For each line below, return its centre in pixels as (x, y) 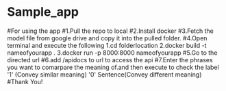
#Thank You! (25, 81)
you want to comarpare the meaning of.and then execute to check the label (113, 67)
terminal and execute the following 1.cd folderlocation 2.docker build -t (107, 45)
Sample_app (43, 12)
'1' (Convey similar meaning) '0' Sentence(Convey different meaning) (104, 74)
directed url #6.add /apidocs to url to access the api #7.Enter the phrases (110, 60)
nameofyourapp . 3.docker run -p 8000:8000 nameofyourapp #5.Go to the (112, 53)
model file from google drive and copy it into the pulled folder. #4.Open (107, 38)
